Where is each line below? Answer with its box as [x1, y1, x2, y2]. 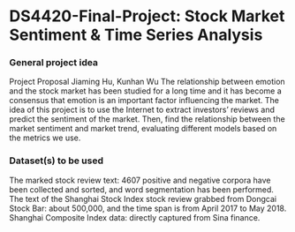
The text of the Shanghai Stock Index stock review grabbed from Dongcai [9, 193, 276, 204]
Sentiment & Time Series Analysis [9, 25, 263, 45]
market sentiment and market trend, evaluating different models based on [9, 123, 277, 134]
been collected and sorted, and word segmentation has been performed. [9, 183, 274, 195]
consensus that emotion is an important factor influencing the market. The [9, 95, 280, 106]
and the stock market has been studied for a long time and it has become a [9, 86, 283, 96]
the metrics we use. [9, 132, 81, 143]
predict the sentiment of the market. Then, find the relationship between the [9, 114, 285, 124]
